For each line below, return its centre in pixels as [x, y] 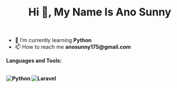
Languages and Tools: [34, 60]
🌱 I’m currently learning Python [53, 40]
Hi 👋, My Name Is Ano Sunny [100, 12]
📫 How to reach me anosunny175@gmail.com [73, 46]
